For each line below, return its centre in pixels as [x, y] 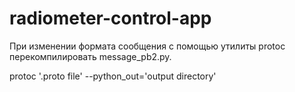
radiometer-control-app [110, 18]
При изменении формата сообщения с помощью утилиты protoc [147, 46]
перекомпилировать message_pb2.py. [90, 56]
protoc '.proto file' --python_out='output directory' [113, 76]
